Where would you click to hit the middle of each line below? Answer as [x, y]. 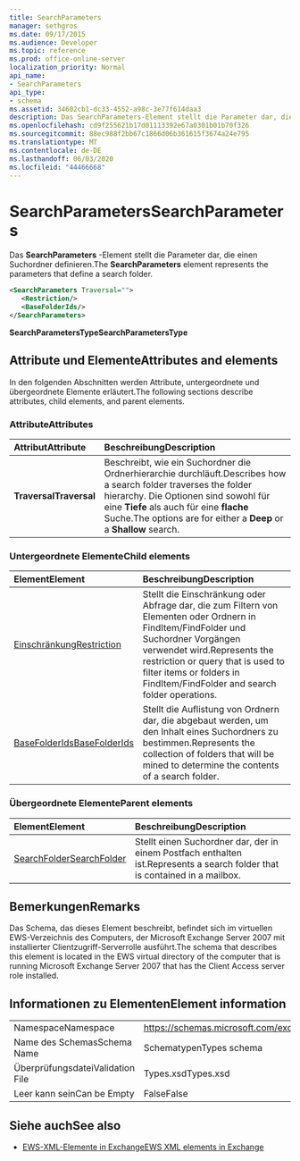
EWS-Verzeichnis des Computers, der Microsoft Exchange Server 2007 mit [147, 938]
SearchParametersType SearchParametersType [99, 332]
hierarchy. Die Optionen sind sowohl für [187, 495]
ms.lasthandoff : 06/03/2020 [62, 159]
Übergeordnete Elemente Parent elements [101, 803]
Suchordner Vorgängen [192, 639]
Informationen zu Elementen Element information [148, 1003]
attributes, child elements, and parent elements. [97, 401]
